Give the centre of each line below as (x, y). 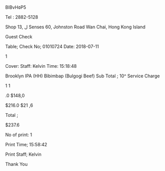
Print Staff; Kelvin (24, 154)
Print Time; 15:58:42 (26, 144)
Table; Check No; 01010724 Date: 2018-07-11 (52, 47)
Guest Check (19, 37)
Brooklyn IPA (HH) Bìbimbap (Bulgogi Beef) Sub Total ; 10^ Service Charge (83, 76)
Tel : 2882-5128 (22, 17)
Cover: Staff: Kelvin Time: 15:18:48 (41, 66)
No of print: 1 (19, 135)
